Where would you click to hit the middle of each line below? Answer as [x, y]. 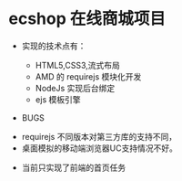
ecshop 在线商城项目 [87, 19]
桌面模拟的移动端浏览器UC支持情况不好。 [100, 148]
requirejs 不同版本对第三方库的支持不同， [99, 136]
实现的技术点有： [54, 46]
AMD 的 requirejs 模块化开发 [88, 76]
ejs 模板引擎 [58, 99]
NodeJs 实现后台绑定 [75, 88]
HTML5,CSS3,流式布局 [77, 65]
